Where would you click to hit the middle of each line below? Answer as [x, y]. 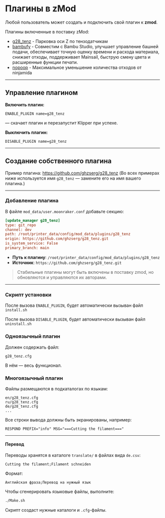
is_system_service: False [31, 243]
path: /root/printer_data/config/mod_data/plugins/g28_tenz [68, 234]
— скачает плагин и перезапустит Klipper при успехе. [62, 123]
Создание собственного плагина [58, 161]
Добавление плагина [32, 201]
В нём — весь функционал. [34, 365]
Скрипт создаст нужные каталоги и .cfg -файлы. [56, 510]
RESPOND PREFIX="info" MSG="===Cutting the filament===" [65, 429]
